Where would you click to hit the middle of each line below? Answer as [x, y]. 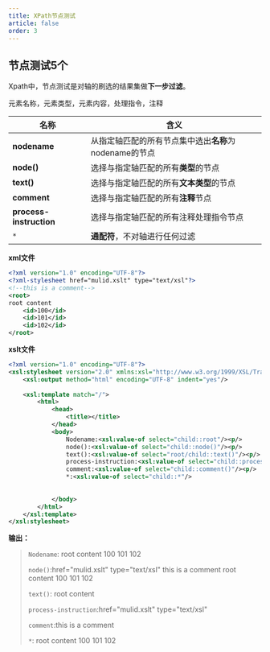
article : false [34, 23]
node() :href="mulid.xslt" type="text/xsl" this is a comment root [132, 570]
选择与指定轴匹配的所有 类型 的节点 [155, 168]
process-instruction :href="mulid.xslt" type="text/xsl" [117, 609]
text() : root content [61, 594]
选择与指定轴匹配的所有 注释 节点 [151, 198]
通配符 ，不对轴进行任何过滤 [143, 237]
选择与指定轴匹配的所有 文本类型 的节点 [163, 184]
